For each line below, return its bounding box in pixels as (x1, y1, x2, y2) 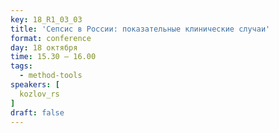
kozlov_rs (19, 89, 60, 99)
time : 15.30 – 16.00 (10, 52, 97, 62)
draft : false (10, 107, 65, 118)
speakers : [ (10, 80, 60, 90)
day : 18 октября (10, 42, 78, 53)
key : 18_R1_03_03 (10, 14, 83, 25)
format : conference (10, 33, 92, 43)
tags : (10, 61, 33, 71)
